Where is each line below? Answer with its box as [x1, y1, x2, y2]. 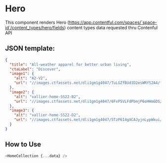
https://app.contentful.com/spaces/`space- [69, 19, 157, 25]
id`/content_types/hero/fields [5, 24, 64, 30]
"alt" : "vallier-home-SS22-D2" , [14, 112, 81, 118]
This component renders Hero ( [5, 19, 69, 25]
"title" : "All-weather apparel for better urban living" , [9, 62, 132, 67]
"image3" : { [9, 108, 35, 113]
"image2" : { [9, 90, 35, 95]
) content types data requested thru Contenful [64, 24, 158, 30]
